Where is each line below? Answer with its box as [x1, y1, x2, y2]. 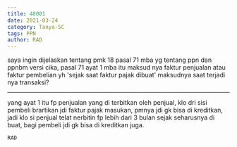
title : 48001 [7, 10, 46, 18]
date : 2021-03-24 [7, 17, 59, 24]
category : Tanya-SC [7, 23, 65, 30]
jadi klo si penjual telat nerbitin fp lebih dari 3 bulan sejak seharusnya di [7, 113, 215, 122]
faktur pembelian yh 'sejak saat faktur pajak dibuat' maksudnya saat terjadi [7, 71, 226, 79]
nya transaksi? [7, 78, 49, 87]
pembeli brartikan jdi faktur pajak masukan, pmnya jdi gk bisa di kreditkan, [7, 106, 224, 115]
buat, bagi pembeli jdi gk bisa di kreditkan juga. [7, 121, 145, 129]
